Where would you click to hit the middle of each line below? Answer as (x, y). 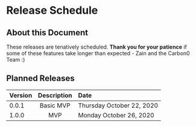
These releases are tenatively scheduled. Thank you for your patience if (96, 47)
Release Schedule (52, 10)
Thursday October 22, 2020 (118, 105)
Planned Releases (41, 78)
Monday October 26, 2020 (116, 115)
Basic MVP (55, 105)
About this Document (47, 33)
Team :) (16, 60)
